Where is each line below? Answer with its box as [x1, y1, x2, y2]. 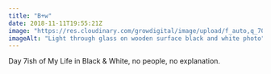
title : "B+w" [8, 11, 52, 20]
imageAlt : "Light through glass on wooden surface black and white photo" [8, 34, 265, 43]
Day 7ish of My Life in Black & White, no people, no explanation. [8, 56, 220, 66]
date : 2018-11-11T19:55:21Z [8, 19, 103, 27]
